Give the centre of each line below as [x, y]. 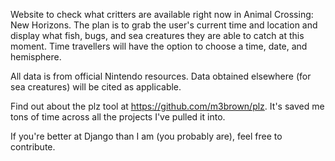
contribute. [33, 147]
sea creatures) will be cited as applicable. [96, 87]
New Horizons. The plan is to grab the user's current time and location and [164, 25]
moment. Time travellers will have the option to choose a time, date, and [159, 46]
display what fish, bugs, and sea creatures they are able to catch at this [157, 35]
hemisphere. [36, 57]
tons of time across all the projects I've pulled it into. [118, 117]
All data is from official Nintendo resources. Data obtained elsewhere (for [161, 76]
